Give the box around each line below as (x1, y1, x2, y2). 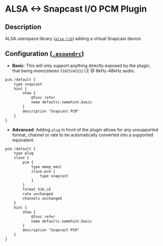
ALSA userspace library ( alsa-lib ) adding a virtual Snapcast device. (5, 35, 142, 41)
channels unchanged (22, 196, 62, 201)
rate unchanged (22, 192, 54, 196)
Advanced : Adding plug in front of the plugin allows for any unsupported (12, 126, 158, 132)
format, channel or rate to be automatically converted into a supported (12, 132, 153, 138)
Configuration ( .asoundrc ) (5, 50, 84, 58)
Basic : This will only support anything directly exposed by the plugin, (12, 62, 151, 69)
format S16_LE (22, 187, 51, 192)
